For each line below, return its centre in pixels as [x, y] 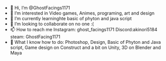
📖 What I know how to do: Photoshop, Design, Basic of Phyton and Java [86, 42]
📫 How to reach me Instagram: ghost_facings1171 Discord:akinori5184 [84, 29]
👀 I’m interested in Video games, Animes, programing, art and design [82, 13]
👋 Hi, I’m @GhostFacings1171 [40, 8]
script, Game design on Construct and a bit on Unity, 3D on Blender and [86, 47]
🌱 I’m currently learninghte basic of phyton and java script [71, 18]
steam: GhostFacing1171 [35, 37]
